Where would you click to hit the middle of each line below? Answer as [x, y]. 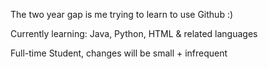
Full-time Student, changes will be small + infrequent [119, 53]
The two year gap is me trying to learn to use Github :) [122, 14]
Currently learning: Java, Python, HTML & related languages [134, 33]
